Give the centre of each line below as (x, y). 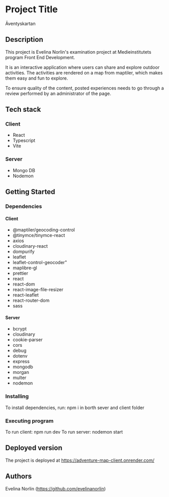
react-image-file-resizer (38, 290)
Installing (17, 396)
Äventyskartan (20, 23)
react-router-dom (31, 300)
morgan (21, 372)
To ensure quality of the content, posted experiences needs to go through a (85, 88)
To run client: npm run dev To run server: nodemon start (64, 432)
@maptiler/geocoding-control (44, 230)
